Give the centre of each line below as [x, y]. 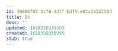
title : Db [18, 17]
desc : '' [17, 22]
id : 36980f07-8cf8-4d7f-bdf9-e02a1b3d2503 [59, 11]
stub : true [19, 39]
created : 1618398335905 [35, 33]
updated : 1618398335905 [35, 28]
